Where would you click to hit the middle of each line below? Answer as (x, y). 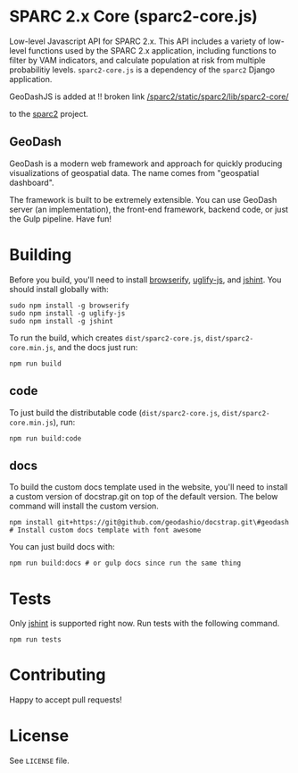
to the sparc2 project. (49, 113)
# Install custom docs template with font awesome (105, 530)
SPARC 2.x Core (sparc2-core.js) (134, 17)
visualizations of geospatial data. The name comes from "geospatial (134, 172)
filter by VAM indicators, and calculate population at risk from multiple (137, 60)
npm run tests (36, 640)
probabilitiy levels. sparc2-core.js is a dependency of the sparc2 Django (142, 70)
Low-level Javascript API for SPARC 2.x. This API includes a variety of (137, 41)
